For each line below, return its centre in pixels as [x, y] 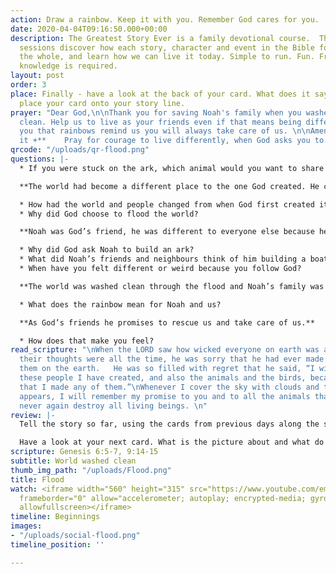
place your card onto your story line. [102, 103]
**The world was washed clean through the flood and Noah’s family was [172, 286]
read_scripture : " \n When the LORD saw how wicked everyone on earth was [165, 350]
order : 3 [28, 85]
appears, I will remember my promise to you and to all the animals [165, 396]
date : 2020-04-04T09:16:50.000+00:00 [89, 29]
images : [26, 526]
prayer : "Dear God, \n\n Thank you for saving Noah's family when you [156, 112]
